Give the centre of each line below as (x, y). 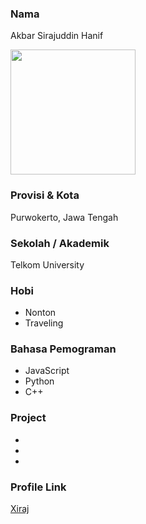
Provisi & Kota (45, 195)
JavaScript (47, 371)
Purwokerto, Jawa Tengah (64, 217)
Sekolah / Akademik (60, 243)
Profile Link (38, 487)
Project (28, 418)
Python (39, 381)
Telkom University (47, 264)
